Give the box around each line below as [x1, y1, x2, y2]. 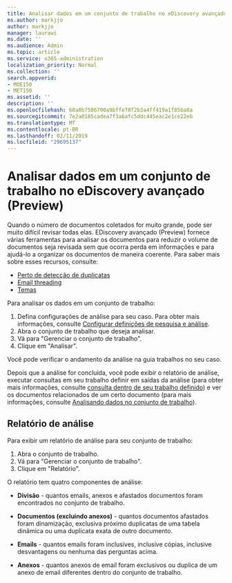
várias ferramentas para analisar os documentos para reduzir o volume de [7, 236, 218, 244]
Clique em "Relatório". [17, 464, 81, 472]
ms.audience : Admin [7, 42, 64, 49]
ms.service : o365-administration [7, 55, 104, 62]
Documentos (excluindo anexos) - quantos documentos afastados [17, 512, 209, 520]
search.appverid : [7, 74, 57, 82]
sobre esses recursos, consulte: [7, 257, 99, 266]
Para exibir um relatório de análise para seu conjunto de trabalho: [7, 436, 193, 445]
